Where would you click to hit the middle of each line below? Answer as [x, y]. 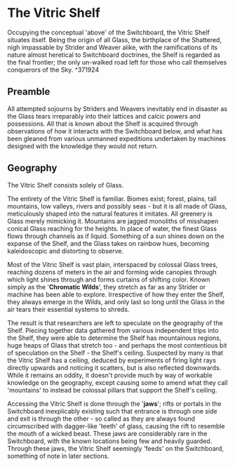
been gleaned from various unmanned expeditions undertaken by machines [117, 138]
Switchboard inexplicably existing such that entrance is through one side [112, 411]
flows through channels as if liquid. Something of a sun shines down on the [116, 236]
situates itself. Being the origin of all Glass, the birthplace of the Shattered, [115, 39]
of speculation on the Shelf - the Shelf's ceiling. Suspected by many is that [115, 353]
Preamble [29, 92]
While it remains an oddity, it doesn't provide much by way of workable [110, 375]
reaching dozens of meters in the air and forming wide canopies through [112, 272]
